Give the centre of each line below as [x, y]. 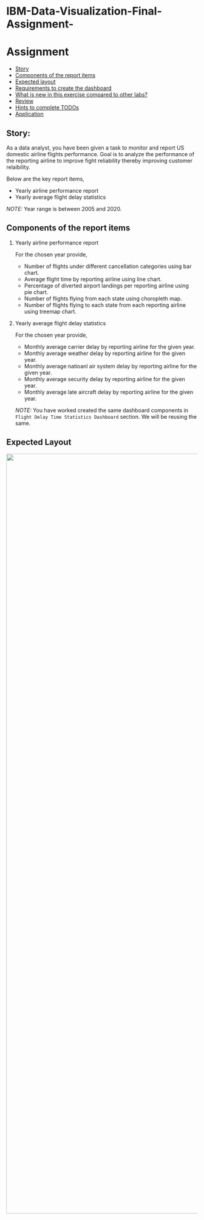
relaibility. [18, 167]
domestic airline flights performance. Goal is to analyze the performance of [100, 154]
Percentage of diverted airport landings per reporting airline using [107, 285]
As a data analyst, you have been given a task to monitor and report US [95, 148]
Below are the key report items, [46, 179]
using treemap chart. [50, 311]
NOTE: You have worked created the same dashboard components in [102, 410]
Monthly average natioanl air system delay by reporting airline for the [110, 366]
